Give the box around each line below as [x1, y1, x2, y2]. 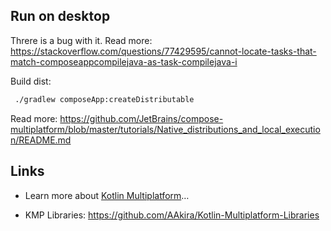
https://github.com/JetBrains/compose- [59, 112, 224, 124]
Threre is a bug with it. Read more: [10, 34, 153, 46]
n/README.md [10, 134, 72, 146]
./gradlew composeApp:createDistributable [14, 94, 195, 104]
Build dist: [10, 75, 52, 87]
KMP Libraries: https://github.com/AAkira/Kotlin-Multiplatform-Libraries [24, 209, 320, 221]
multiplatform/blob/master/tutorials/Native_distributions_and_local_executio [10, 123, 321, 135]
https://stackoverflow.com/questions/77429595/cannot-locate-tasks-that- [10, 45, 317, 57]
